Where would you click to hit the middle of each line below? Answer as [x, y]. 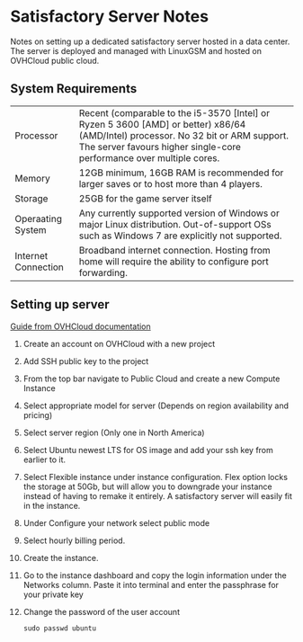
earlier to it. [45, 459]
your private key [53, 594]
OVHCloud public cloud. [55, 60]
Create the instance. [61, 557]
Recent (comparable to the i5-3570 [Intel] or [174, 112]
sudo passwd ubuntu [60, 628]
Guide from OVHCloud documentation [80, 326]
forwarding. [103, 272]
